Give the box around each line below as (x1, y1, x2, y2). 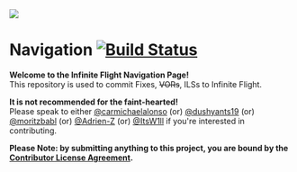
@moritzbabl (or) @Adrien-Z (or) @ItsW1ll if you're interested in (9, 115, 246, 126)
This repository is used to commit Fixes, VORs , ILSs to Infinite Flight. (9, 78, 263, 89)
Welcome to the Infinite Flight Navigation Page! (9, 69, 189, 80)
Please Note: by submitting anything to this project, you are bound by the (9, 142, 289, 153)
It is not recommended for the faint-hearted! (9, 96, 178, 107)
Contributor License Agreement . (9, 152, 133, 163)
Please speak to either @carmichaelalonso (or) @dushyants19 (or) (9, 105, 255, 116)
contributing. (9, 125, 57, 136)
